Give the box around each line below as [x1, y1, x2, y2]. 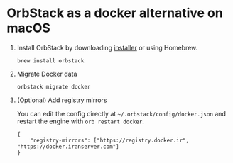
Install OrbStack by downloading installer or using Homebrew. [16, 43, 198, 52]
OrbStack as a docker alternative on [6, 5, 223, 21]
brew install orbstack [16, 57, 85, 64]
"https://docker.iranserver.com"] [16, 143, 119, 150]
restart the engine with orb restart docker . [16, 117, 145, 125]
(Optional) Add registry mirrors [16, 96, 107, 104]
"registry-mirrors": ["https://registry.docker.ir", [30, 137, 190, 144]
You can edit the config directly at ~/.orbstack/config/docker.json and [16, 109, 227, 118]
